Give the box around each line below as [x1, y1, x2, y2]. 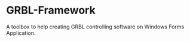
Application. [6, 29, 36, 36]
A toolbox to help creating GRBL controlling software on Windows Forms [6, 23, 185, 30]
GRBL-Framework [6, 4, 96, 17]
